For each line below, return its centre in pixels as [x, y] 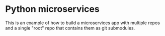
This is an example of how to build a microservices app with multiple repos [82, 23]
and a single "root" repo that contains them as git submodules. [70, 28]
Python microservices [52, 9]
